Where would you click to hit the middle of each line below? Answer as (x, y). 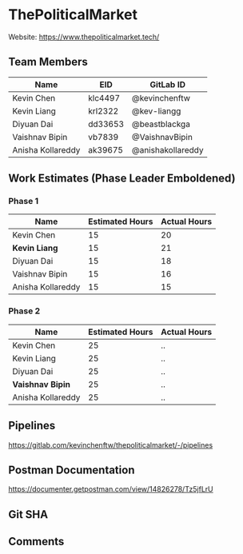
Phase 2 (24, 311)
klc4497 (104, 98)
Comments (36, 542)
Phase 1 (24, 201)
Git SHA (28, 514)
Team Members (48, 62)
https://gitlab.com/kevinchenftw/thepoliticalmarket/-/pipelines (111, 444)
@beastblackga (161, 124)
